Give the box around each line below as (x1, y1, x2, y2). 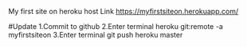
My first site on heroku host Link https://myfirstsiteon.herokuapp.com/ (8, 7, 239, 16)
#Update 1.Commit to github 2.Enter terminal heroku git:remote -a (8, 22, 223, 31)
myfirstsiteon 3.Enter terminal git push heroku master (8, 31, 183, 39)
